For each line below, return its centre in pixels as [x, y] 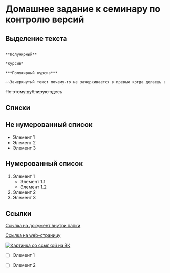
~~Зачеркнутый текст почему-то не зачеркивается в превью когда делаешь [83, 82]
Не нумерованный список [49, 125]
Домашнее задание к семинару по [83, 9]
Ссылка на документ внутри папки [43, 226]
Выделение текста [36, 38]
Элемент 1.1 [33, 181]
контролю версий [45, 20]
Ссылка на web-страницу [33, 235]
